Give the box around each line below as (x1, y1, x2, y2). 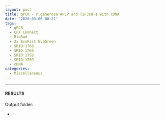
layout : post (5, 7, 32, 12)
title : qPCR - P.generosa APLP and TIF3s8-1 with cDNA (5, 12, 120, 17)
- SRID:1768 (9, 44, 34, 48)
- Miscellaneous (9, 71, 43, 76)
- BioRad (9, 35, 27, 40)
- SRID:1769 (9, 48, 34, 53)
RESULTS (5, 91, 25, 96)
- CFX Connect (9, 30, 38, 35)
